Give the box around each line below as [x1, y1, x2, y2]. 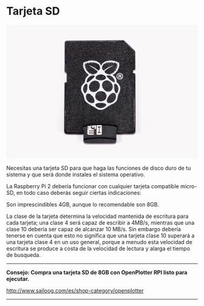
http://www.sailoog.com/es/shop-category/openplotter [6, 287, 144, 294]
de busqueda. [6, 251, 41, 259]
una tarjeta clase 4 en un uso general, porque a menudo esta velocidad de [6, 239, 192, 246]
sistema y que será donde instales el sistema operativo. [6, 171, 146, 178]
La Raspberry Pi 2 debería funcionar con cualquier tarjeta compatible [6, 183, 179, 190]
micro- [180, 183, 197, 190]
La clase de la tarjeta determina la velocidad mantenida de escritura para [6, 212, 189, 220]
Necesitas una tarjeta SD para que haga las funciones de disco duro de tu [6, 165, 191, 172]
